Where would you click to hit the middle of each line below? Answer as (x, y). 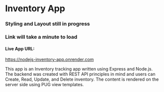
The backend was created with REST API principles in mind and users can (80, 74)
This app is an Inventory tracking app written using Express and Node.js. (79, 69)
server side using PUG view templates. (44, 85)
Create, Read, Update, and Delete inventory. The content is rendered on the (82, 79)
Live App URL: (20, 48)
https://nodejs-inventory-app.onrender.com (49, 60)
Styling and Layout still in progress (48, 24)
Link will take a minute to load (41, 37)
